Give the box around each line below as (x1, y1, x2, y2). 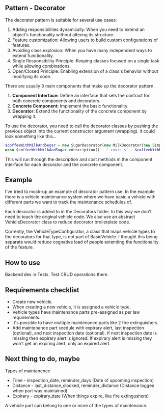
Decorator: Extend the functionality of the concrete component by (12, 108, 147, 114)
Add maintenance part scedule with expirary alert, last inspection (12, 325, 144, 330)
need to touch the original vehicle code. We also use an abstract (5, 214, 135, 220)
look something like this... (5, 133, 57, 139)
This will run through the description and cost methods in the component (5, 156, 153, 162)
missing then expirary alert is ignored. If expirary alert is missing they (12, 335, 152, 341)
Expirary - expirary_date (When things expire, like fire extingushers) (12, 393, 149, 399)
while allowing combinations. (12, 63, 71, 69)
